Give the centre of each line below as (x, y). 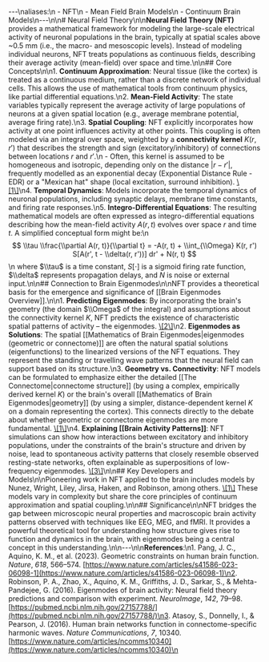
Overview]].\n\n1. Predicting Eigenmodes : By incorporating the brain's (125, 301)
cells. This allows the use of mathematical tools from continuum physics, (128, 88)
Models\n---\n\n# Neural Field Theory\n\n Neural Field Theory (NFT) (121, 20)
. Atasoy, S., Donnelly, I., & (211, 616)
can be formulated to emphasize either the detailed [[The (102, 377)
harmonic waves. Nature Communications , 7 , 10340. (95, 633)
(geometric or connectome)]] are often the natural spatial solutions (118, 343)
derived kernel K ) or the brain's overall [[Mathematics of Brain (110, 394)
